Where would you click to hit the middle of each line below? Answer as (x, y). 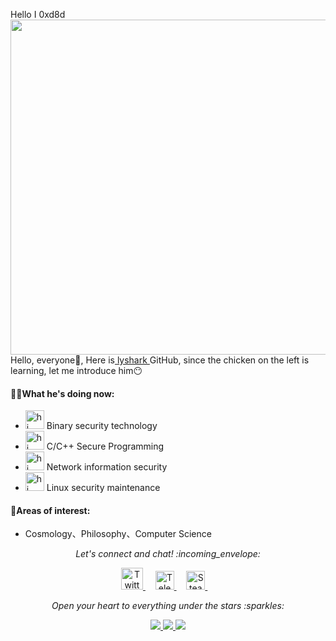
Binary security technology (102, 426)
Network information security (107, 467)
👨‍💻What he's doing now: (62, 393)
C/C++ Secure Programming (105, 446)
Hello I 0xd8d (38, 14)
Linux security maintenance (103, 488)
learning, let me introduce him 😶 (76, 370)
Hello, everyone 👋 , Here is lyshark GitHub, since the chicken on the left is (160, 360)
